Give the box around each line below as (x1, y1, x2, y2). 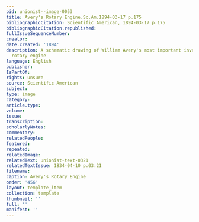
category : (6, 96, 31, 102)
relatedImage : (6, 152, 41, 157)
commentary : (6, 130, 36, 136)
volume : (6, 108, 25, 114)
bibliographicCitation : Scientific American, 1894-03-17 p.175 (6, 20, 166, 25)
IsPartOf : (6, 69, 31, 75)
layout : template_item (6, 185, 62, 191)
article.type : (6, 102, 41, 108)
